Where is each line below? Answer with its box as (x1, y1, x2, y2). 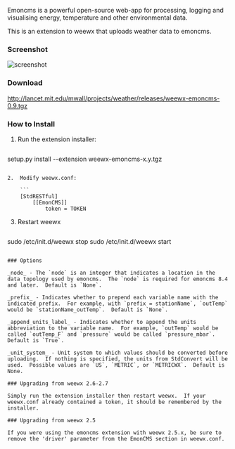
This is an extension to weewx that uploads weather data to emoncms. (7, 27, 212, 35)
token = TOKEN (44, 205, 87, 212)
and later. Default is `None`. (7, 281, 102, 289)
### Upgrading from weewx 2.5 (7, 417, 96, 424)
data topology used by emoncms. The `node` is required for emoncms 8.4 (7, 275, 229, 282)
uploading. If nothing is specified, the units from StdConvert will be (7, 355, 229, 363)
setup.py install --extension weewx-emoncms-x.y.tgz (7, 155, 163, 163)
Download (7, 78, 44, 88)
